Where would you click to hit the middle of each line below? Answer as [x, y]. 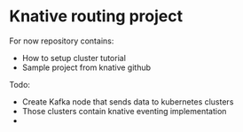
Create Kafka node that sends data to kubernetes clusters [128, 101]
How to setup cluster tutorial [74, 58]
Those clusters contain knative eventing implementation [124, 111]
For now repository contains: [62, 41]
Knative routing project [96, 16]
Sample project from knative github [86, 67]
